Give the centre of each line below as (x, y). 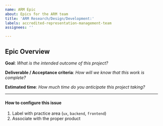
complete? (16, 78)
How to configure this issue (33, 103)
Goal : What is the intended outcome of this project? (57, 63)
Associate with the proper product (46, 119)
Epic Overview (27, 51)
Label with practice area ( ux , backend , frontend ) (59, 113)
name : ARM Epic (20, 9)
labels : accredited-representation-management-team (58, 23)
